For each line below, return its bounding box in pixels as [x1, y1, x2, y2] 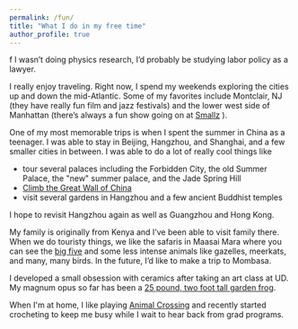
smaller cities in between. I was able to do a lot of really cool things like [9, 146, 272, 157]
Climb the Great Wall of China [22, 183, 132, 194]
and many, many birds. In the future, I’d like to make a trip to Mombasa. [9, 255, 272, 266]
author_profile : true [9, 30, 91, 39]
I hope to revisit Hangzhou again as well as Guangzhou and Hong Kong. [9, 210, 275, 221]
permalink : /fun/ [9, 13, 74, 22]
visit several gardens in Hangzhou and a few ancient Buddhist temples [22, 192, 283, 203]
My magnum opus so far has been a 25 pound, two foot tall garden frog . [9, 282, 276, 293]
